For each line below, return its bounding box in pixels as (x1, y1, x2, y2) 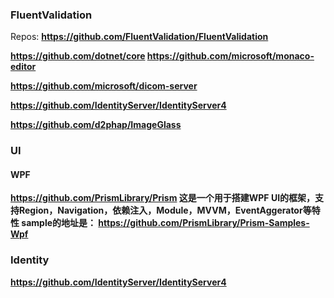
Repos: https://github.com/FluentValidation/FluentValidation (10, 31, 269, 43)
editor (10, 61, 37, 73)
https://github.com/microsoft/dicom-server (10, 80, 198, 92)
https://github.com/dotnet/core (10, 50, 146, 62)
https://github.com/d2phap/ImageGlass (10, 119, 182, 131)
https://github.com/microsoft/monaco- (146, 50, 315, 62)
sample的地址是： (21, 217, 97, 229)
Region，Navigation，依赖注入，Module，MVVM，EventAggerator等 (18, 204, 312, 217)
